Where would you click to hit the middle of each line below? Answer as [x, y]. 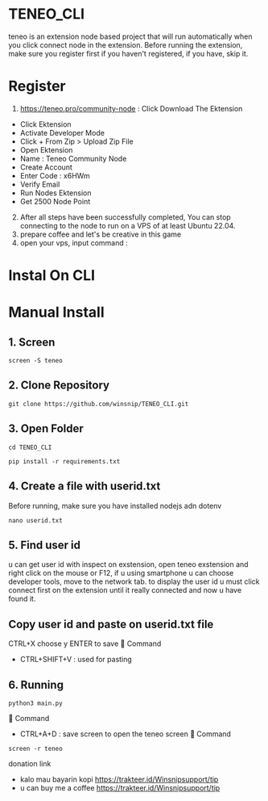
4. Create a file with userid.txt [85, 486]
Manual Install [56, 312]
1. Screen [32, 342]
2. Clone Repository [59, 386]
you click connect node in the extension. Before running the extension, [126, 44]
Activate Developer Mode [62, 132]
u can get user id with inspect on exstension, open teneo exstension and [128, 564]
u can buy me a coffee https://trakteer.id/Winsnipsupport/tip [120, 787]
